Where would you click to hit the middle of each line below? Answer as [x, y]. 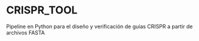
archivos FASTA [25, 32]
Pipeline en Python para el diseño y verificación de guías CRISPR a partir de [99, 26]
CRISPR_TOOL [42, 10]
